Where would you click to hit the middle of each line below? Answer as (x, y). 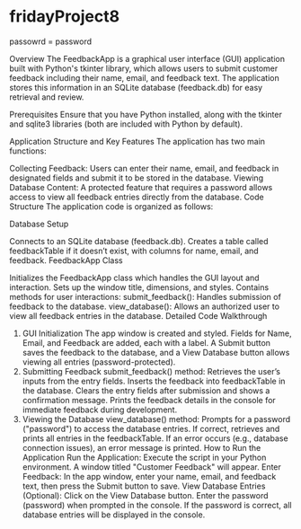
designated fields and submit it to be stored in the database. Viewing (136, 178)
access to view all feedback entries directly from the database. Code (137, 197)
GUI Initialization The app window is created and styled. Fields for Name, (157, 333)
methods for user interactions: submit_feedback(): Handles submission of (145, 296)
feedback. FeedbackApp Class (66, 260)
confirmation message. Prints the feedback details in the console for (149, 400)
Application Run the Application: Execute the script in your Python (144, 457)
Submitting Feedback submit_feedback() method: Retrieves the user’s (151, 371)
